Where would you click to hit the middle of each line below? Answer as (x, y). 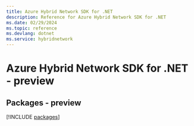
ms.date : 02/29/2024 (32, 22)
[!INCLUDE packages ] (33, 117)
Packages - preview (44, 103)
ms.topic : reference (32, 28)
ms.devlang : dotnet (30, 34)
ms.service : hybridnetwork (40, 39)
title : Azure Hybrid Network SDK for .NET (60, 12)
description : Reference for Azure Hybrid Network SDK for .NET (86, 17)
